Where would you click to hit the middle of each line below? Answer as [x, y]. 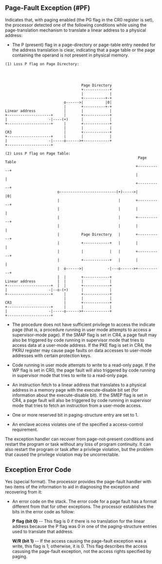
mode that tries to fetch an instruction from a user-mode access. [77, 405]
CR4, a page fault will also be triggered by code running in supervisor [82, 400]
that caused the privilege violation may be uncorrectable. [62, 454]
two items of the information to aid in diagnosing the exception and [72, 487]
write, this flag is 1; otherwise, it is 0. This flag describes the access [80, 546]
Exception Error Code [38, 470]
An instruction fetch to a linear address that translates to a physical [79, 385]
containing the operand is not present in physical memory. [70, 55]
